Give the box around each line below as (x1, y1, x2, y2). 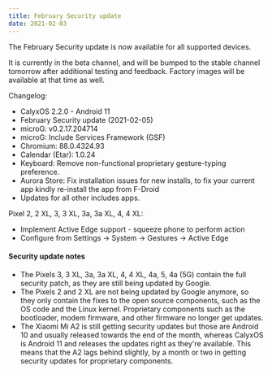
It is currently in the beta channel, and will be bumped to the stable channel (8, 58, 261, 67)
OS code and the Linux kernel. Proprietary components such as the (19, 304, 246, 314)
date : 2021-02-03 (8, 20, 67, 28)
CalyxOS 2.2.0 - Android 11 (19, 107, 110, 116)
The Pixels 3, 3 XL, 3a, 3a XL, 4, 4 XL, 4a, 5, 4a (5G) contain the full (19, 269, 246, 279)
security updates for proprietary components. (19, 355, 174, 366)
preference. (19, 167, 60, 176)
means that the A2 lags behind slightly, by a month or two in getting (19, 347, 247, 357)
